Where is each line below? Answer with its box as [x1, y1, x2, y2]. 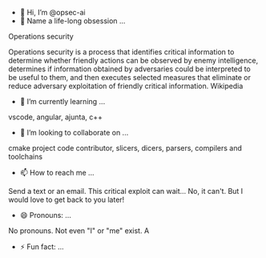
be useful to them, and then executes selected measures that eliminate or [8, 73, 251, 82]
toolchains [8, 152, 42, 161]
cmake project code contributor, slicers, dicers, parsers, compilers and [8, 143, 243, 152]
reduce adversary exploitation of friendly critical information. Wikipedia [8, 81, 244, 91]
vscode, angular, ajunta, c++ [8, 112, 103, 122]
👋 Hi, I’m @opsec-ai [19, 8, 86, 17]
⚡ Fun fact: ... [19, 242, 64, 252]
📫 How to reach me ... [19, 168, 95, 177]
